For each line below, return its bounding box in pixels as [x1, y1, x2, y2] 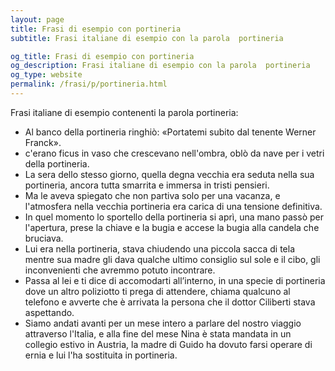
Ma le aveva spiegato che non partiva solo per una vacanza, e [24, 189, 281, 201]
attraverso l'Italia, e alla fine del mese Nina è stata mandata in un [24, 327, 292, 340]
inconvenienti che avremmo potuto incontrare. [24, 264, 216, 276]
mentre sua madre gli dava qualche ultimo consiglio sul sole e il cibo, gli [24, 253, 321, 265]
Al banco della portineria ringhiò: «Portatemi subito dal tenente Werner [24, 126, 317, 138]
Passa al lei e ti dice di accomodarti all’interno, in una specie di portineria [24, 274, 326, 286]
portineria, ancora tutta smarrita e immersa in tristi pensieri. [24, 179, 270, 191]
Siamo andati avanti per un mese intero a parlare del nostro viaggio [24, 317, 302, 329]
